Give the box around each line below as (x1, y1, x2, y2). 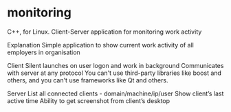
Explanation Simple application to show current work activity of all (7, 41, 194, 49)
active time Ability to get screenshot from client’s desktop (7, 96, 170, 104)
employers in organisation (7, 48, 80, 56)
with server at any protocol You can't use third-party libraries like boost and (7, 69, 222, 77)
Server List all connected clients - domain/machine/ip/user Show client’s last (7, 89, 224, 98)
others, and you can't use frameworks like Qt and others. (7, 76, 168, 84)
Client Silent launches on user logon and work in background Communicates (7, 61, 224, 69)
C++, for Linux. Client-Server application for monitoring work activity (7, 27, 202, 36)
